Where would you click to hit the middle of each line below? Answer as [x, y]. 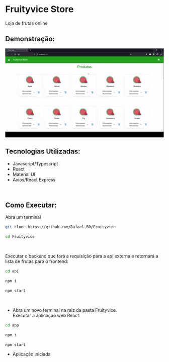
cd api [12, 271]
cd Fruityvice [20, 237]
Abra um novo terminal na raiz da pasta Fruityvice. [65, 310]
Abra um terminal [23, 217]
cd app [12, 325]
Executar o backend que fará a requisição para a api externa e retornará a [82, 256]
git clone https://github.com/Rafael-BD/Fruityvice [60, 227]
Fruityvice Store [39, 9]
